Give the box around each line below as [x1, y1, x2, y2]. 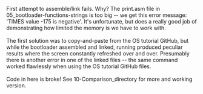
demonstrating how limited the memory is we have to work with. [6, 24, 167, 31]
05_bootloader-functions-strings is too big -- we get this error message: [6, 11, 187, 19]
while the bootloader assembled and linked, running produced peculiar [6, 43, 183, 51]
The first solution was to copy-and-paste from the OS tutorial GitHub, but [6, 37, 189, 44]
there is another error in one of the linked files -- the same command [6, 57, 178, 63]
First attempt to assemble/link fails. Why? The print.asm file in [6, 5, 161, 12]
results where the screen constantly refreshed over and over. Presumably [6, 50, 190, 57]
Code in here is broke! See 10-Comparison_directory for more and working [6, 75, 193, 83]
